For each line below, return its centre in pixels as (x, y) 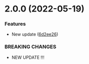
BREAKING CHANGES (30, 47)
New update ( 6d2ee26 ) (35, 34)
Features (15, 24)
